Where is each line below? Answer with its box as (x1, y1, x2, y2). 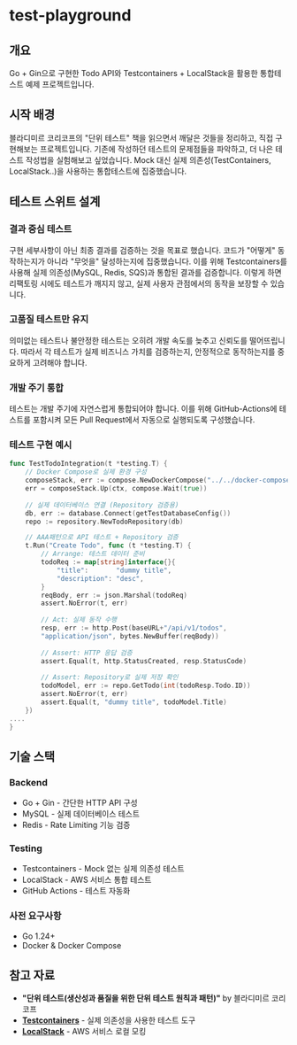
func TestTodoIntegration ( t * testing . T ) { (9, 460, 168, 468)
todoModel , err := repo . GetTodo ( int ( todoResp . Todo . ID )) (41, 681, 251, 691)
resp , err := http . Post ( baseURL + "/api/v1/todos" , (41, 623, 227, 633)
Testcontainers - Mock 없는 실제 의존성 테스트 (21, 863, 185, 874)
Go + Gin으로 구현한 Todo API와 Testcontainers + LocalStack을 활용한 (9, 68, 258, 78)
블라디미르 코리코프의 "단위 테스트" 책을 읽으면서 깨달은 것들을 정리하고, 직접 (9, 132, 274, 143)
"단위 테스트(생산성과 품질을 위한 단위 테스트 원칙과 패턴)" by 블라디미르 (21, 993, 270, 1003)
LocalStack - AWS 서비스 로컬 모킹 (21, 1026, 147, 1037)
